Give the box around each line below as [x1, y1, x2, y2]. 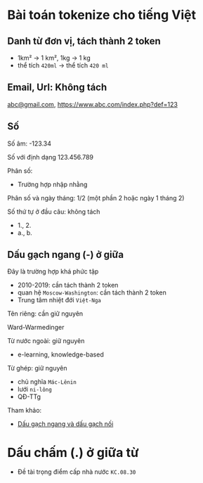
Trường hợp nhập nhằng [17, 180, 88, 188]
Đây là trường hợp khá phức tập [7, 267, 99, 276]
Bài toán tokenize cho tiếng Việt [7, 7, 197, 23]
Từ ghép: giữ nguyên [7, 364, 67, 373]
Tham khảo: [7, 406, 42, 415]
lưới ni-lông [17, 385, 53, 394]
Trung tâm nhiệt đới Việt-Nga [17, 296, 102, 304]
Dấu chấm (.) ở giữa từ [7, 444, 139, 461]
